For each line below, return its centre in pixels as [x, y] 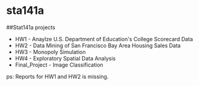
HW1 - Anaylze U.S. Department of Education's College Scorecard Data [104, 39]
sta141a [25, 11]
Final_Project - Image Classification [59, 65]
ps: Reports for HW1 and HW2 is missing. [57, 76]
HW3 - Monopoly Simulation [50, 51]
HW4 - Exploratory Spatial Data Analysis [65, 58]
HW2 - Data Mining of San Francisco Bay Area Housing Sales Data [98, 45]
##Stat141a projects [31, 27]
